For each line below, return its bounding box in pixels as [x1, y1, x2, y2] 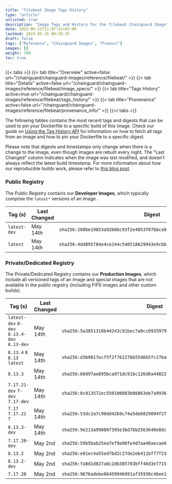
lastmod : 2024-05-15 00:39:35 [5, 31, 70, 36]
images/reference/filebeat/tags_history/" [5, 96, 91, 103]
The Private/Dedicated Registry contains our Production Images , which [5, 270, 157, 277]
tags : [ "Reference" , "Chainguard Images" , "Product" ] [5, 41, 123, 46]
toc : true [5, 55, 27, 61]
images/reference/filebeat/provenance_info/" [5, 107, 101, 113]
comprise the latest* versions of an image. [5, 196, 97, 202]
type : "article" [5, 12, 40, 17]
